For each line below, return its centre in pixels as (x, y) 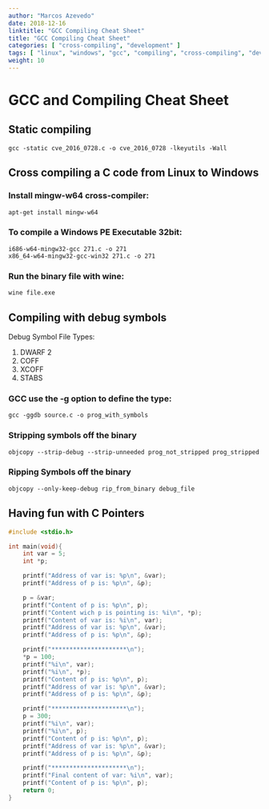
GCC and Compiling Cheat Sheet (119, 100)
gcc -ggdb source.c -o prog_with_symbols (78, 415)
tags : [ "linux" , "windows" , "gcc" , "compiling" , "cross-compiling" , (127, 53)
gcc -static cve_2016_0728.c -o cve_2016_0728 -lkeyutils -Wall (118, 148)
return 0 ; (39, 791)
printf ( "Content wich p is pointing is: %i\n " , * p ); (112, 612)
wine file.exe (32, 293)
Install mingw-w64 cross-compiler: (79, 196)
